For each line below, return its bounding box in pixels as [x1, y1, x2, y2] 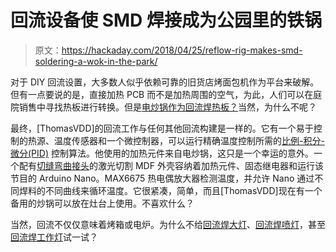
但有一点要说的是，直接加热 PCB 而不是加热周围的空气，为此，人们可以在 [10, 88, 314, 100]
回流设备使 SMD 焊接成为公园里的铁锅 [10, 9, 322, 32]
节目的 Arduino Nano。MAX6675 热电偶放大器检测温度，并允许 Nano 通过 [10, 172, 315, 184]
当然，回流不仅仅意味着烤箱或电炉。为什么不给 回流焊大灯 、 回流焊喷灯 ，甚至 [10, 218, 326, 230]
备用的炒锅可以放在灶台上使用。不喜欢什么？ [10, 197, 195, 209]
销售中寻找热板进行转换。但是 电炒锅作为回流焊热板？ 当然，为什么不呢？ [18, 101, 317, 113]
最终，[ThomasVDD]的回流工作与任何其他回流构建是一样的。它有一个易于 [10, 122, 314, 134]
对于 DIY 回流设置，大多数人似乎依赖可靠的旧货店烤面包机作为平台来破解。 [10, 76, 320, 88]
